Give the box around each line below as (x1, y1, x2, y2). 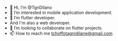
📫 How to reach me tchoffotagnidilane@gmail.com (9, 30, 113, 36)
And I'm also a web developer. (9, 20, 71, 26)
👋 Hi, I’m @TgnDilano (9, 5, 52, 10)
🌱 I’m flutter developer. (9, 15, 56, 20)
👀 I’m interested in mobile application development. (9, 10, 113, 15)
